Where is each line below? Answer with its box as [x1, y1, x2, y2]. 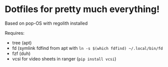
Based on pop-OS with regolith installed [5, 20, 88, 26]
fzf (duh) [12, 50, 31, 56]
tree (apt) [12, 39, 32, 46]
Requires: [5, 30, 25, 36]
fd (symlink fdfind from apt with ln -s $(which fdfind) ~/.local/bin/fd [12, 45, 163, 51]
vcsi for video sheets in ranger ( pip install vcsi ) [12, 55, 117, 61]
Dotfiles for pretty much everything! [5, 4, 160, 15]
